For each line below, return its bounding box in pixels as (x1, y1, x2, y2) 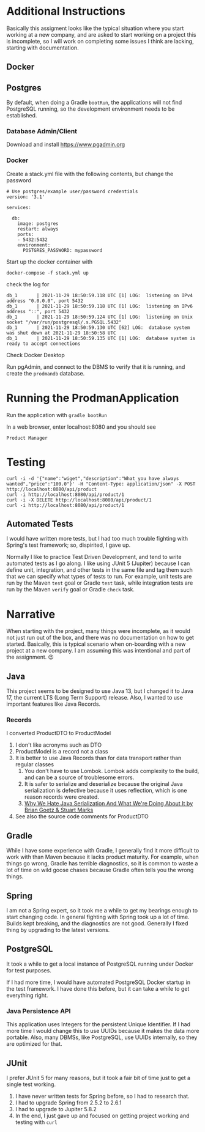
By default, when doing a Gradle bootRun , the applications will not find (6, 99, 182, 106)
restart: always (17, 226, 59, 232)
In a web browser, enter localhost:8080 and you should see (6, 423, 156, 431)
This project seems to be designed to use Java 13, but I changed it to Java (6, 687, 194, 695)
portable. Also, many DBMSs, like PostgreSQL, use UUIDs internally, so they (6, 1034, 198, 1041)
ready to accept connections (6, 341, 81, 347)
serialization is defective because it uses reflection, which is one (24, 787, 187, 794)
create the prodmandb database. (6, 369, 85, 377)
